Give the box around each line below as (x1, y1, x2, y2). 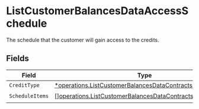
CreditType (9, 82, 40, 88)
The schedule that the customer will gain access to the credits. (6, 36, 160, 43)
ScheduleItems (9, 93, 49, 100)
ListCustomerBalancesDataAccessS (6, 4, 189, 18)
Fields (6, 53, 30, 63)
